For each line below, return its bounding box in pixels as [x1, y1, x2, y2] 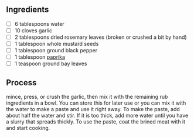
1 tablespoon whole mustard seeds [14, 41, 99, 47]
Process [6, 78, 37, 88]
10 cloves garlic [14, 26, 53, 34]
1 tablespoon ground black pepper [14, 47, 98, 54]
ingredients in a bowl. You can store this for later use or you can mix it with [6, 99, 186, 106]
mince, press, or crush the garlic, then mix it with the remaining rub [6, 93, 168, 101]
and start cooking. [6, 125, 50, 132]
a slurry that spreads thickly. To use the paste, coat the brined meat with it [6, 118, 186, 125]
